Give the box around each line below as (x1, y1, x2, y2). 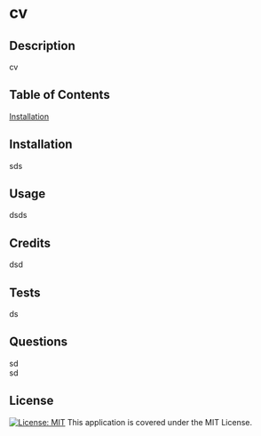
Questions (9, 335, 68, 350)
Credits (9, 235, 51, 251)
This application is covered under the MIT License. (67, 416, 253, 427)
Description (9, 38, 75, 53)
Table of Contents (9, 87, 111, 102)
